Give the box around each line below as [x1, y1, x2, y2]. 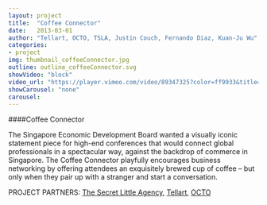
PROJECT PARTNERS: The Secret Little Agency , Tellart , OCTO [8, 188, 211, 197]
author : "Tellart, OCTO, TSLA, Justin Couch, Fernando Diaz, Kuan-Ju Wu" [8, 33, 258, 42]
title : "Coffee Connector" [8, 19, 102, 27]
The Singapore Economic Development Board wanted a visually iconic [8, 130, 238, 140]
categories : [8, 41, 48, 49]
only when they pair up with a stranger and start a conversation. [8, 172, 219, 182]
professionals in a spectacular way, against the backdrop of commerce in [8, 147, 249, 157]
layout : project [8, 11, 62, 20]
